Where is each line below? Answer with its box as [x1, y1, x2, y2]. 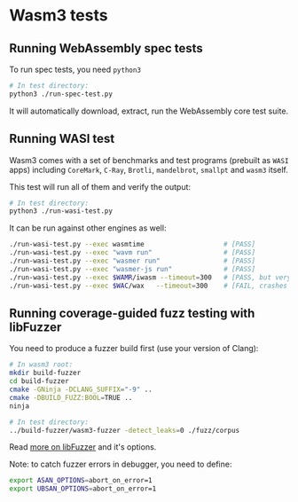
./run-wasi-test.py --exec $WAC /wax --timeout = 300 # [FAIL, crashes [9, 281, 288, 290]
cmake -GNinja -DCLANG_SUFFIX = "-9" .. [9, 385, 153, 394]
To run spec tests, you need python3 [9, 64, 142, 75]
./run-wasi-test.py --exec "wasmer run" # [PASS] [9, 256, 255, 266]
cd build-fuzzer [9, 377, 69, 386]
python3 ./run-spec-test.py [9, 90, 114, 98]
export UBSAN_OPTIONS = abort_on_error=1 [9, 484, 157, 493]
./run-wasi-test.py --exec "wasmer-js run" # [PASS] [9, 264, 255, 273]
